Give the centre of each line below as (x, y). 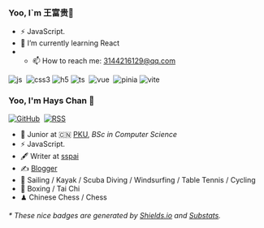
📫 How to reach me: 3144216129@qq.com (104, 61)
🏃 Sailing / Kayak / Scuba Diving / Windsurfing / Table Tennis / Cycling (138, 179)
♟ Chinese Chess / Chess (63, 197)
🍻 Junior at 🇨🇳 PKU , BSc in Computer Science (98, 134)
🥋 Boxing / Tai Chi (50, 188)
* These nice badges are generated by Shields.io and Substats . (115, 216)
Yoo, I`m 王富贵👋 (41, 12)
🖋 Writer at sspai (50, 156)
